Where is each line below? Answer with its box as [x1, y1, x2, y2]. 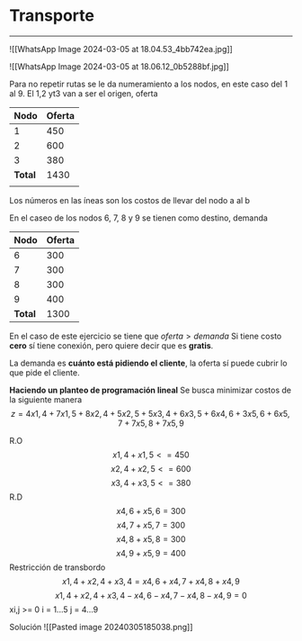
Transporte [9, 5, 94, 26]
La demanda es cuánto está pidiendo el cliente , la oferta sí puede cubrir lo [9, 357, 288, 368]
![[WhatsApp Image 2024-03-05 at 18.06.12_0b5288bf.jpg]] [9, 60, 229, 72]
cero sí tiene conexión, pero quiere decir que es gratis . [9, 339, 214, 351]
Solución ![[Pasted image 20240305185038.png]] [9, 621, 193, 632]
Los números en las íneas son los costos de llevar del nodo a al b [9, 194, 250, 205]
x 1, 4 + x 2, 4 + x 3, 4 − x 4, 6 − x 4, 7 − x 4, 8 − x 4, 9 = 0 [55, 590, 247, 600]
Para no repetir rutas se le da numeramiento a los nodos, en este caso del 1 [9, 78, 289, 89]
